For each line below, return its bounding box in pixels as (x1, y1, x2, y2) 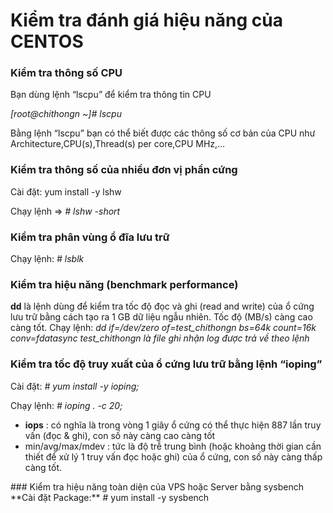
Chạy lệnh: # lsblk (10, 253, 85, 265)
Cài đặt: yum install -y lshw (10, 185, 122, 198)
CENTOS (10, 30, 84, 53)
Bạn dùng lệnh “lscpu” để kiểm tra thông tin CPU (10, 89, 212, 101)
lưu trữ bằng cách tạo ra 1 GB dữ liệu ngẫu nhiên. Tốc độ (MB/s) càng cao (10, 311, 313, 323)
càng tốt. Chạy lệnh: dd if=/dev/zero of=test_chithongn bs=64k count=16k (10, 322, 317, 334)
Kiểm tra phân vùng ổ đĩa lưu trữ (10, 230, 170, 244)
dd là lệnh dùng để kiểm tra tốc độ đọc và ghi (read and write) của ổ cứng (10, 300, 315, 313)
